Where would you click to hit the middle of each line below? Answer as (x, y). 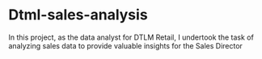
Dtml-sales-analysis (78, 15)
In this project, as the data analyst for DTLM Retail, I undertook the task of (131, 37)
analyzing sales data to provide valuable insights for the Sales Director (125, 45)
